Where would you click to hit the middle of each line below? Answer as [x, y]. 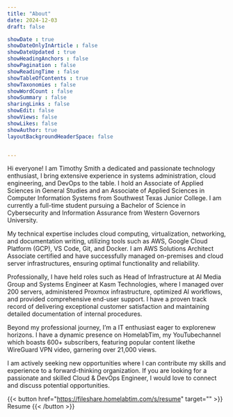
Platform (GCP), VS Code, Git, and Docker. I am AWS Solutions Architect [111, 249]
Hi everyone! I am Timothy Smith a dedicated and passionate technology [111, 169]
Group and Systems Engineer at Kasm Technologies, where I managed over [115, 285]
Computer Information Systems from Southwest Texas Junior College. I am [114, 198]
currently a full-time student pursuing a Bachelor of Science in [96, 206]
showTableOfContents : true [48, 78]
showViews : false [32, 117]
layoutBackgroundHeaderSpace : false [60, 137]
